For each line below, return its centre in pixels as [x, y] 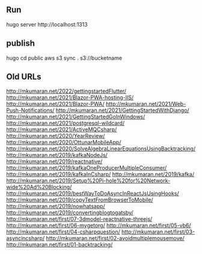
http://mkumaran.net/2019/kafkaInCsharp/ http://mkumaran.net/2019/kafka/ [100, 175]
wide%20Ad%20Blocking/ [39, 187]
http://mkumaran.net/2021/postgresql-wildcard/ [66, 123]
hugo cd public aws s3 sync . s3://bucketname [64, 58]
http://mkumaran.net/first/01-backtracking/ [60, 245]
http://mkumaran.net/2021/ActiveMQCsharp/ [62, 129]
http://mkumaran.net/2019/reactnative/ [54, 161]
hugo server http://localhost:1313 [47, 24]
